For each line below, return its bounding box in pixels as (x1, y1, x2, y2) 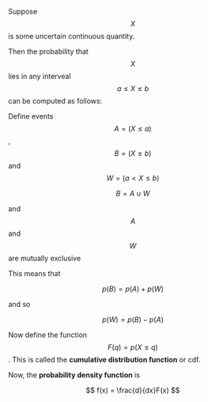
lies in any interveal (8, 71, 71, 81)
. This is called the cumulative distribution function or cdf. (8, 355, 201, 364)
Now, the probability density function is (8, 370, 141, 379)
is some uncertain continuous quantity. (8, 32, 135, 40)
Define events (8, 112, 54, 121)
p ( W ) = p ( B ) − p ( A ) (102, 315, 164, 324)
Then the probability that (8, 47, 89, 56)
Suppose (8, 7, 38, 16)
